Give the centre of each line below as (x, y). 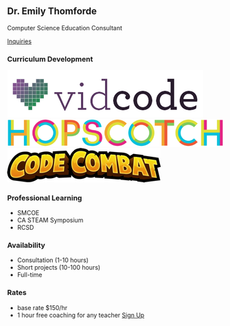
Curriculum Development (50, 59)
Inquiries (20, 41)
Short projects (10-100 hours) (59, 268)
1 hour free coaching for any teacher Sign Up (81, 315)
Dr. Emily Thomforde (52, 11)
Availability (26, 245)
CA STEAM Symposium (50, 220)
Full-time (30, 275)
